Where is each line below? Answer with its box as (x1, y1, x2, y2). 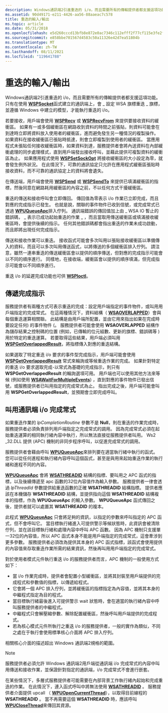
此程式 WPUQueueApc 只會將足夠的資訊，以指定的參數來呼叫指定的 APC (5, 514, 156, 520)
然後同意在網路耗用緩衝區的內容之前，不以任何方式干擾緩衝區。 (13, 185, 145, 191)
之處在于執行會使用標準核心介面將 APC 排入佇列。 (12, 629, 116, 635)
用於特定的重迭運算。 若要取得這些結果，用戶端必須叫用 (5, 335, 120, 341)
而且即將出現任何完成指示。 (5, 226, 62, 233)
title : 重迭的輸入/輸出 (5, 17, 49, 22)
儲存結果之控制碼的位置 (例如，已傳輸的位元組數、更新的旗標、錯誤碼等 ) (9, 329, 160, 335)
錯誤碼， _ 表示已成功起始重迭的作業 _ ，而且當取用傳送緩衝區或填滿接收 (5, 214, 154, 220)
